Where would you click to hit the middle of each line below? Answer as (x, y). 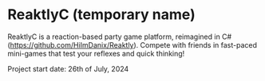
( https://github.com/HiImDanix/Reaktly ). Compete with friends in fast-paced (132, 44)
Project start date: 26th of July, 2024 (68, 68)
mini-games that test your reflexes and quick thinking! (96, 53)
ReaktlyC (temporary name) (102, 15)
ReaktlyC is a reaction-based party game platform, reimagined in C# (120, 37)
